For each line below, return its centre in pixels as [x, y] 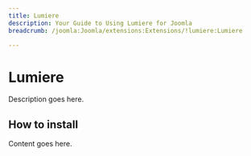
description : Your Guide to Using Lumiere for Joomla [101, 23]
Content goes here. [40, 144]
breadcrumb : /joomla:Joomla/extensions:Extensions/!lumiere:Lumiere [125, 30]
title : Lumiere [34, 16]
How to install [43, 124]
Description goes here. [46, 99]
